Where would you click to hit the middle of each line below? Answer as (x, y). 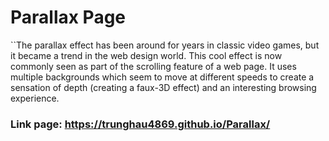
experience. (35, 98)
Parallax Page (68, 17)
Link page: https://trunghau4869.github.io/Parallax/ (140, 124)
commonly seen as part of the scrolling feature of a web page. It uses (153, 66)
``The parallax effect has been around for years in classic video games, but (165, 45)
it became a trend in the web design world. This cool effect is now (146, 55)
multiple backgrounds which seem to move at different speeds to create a (162, 77)
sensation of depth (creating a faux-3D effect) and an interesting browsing (163, 87)
